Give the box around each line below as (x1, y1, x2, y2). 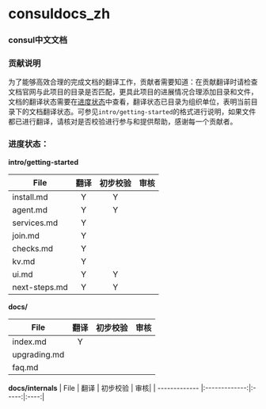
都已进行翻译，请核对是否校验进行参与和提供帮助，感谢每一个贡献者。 (8, 117, 237, 127)
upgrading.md (12, 349, 65, 360)
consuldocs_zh (8, 5, 111, 23)
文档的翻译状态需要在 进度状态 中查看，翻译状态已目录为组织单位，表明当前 (8, 97, 251, 107)
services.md (12, 217, 58, 228)
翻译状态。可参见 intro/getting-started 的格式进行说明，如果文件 (42, 107, 256, 117)
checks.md (12, 243, 54, 254)
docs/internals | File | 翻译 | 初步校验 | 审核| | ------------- (8, 383, 199, 392)
